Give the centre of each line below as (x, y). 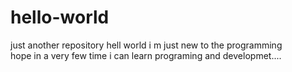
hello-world (60, 17)
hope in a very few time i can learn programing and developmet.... (146, 55)
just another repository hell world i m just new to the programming (146, 45)
